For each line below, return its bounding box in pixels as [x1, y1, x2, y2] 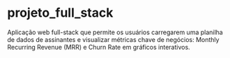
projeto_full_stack [7, 5, 114, 21]
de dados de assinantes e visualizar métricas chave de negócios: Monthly [7, 35, 220, 43]
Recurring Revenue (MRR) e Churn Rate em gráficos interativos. [7, 43, 190, 51]
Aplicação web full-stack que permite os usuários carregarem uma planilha [7, 28, 223, 36]
